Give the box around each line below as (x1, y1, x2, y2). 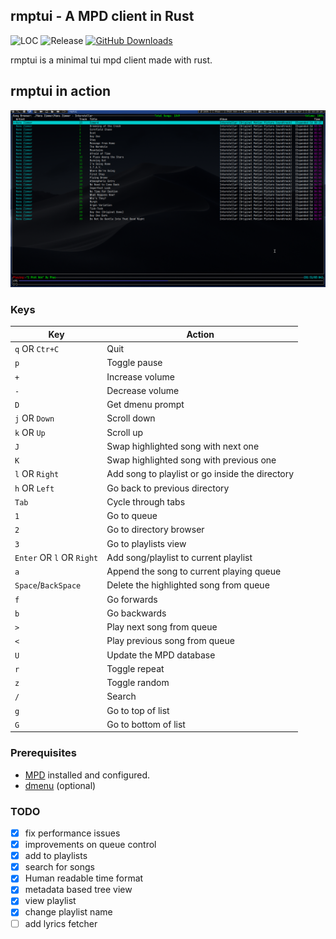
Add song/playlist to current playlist (106, 551, 253, 563)
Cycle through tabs (106, 495, 186, 508)
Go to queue (106, 510, 158, 522)
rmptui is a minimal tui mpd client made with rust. (10, 54, 213, 66)
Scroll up (106, 426, 144, 438)
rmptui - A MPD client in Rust (10, 8, 195, 25)
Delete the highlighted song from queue (106, 579, 270, 591)
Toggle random (106, 677, 170, 689)
